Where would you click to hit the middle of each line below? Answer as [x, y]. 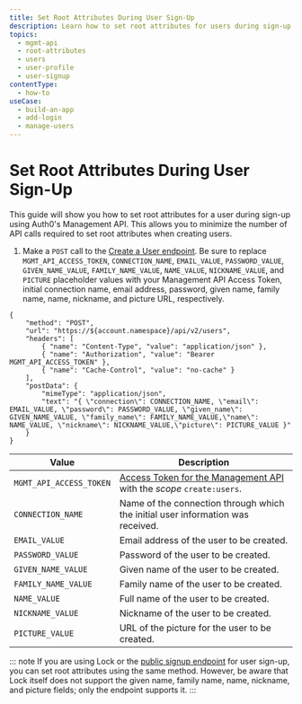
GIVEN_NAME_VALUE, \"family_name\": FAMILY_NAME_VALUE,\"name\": [134, 417]
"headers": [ [50, 339]
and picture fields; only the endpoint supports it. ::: [103, 690]
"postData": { [52, 386]
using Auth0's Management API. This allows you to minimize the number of [148, 224]
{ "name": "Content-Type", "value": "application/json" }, [155, 347]
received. [139, 525]
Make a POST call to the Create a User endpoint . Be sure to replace [144, 251]
